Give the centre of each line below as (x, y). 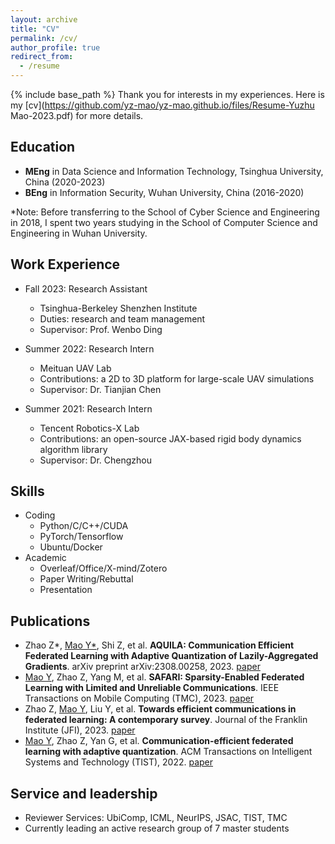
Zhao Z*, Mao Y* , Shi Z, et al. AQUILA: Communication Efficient (159, 645)
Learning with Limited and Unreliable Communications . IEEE (152, 688)
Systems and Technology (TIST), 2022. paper (119, 762)
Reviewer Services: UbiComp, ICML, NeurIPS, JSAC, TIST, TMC (156, 818)
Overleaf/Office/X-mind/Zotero (103, 568)
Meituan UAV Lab (75, 368)
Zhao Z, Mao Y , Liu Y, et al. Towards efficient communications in (160, 709)
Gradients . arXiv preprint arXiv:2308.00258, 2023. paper (142, 667)
